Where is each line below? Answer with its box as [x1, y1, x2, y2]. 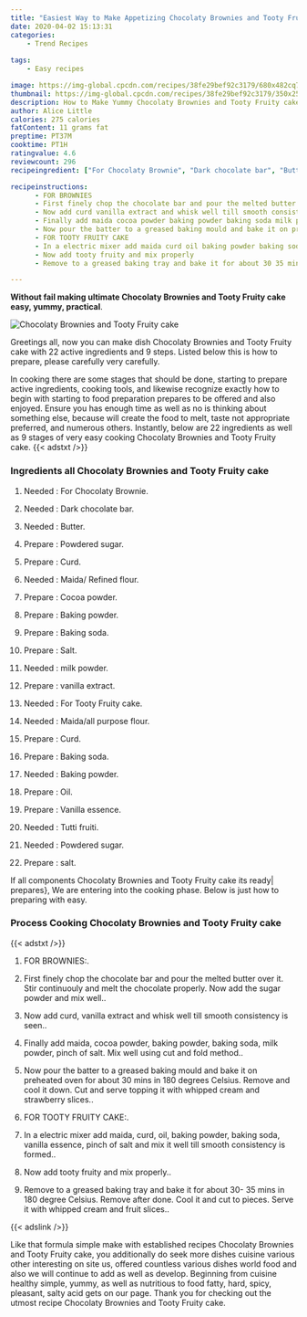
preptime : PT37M [10, 132, 72, 142]
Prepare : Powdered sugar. [23, 538, 124, 549]
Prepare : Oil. [23, 786, 74, 797]
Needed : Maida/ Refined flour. [23, 574, 139, 585]
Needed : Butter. [23, 521, 86, 532]
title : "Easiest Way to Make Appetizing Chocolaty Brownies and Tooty [10, 13, 284, 23]
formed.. [23, 1148, 56, 1160]
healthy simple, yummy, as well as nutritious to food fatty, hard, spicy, [10, 1278, 272, 1289]
